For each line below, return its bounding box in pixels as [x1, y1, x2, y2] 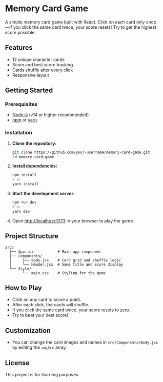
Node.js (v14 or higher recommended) [12, 112, 89, 118]
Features [5, 43, 33, 52]
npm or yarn [12, 117, 37, 123]
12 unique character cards [12, 57, 65, 62]
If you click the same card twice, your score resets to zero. [12, 307, 131, 313]
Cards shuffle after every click [12, 67, 73, 73]
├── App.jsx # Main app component [9, 249, 102, 254]
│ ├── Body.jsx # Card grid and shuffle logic [9, 258, 121, 262]
